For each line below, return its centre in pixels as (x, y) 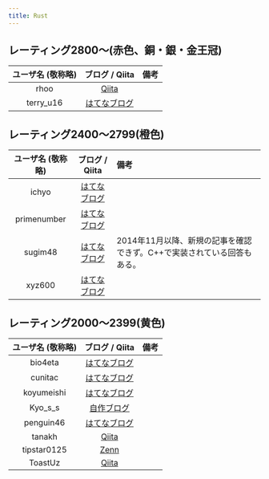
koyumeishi (44, 392)
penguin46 (44, 423)
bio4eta (44, 363)
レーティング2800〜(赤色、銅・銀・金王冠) (115, 50)
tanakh (44, 436)
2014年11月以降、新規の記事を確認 (184, 241)
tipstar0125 (44, 450)
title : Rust (28, 16)
